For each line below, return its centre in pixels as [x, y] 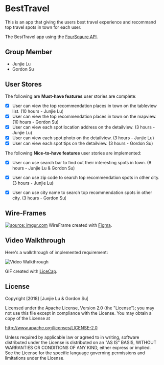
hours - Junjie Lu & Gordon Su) [43, 168]
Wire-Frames [26, 213]
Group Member [29, 52]
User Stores [23, 84]
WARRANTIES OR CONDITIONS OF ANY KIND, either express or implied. [78, 347]
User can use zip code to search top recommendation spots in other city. [86, 177]
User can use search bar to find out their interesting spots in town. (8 [82, 162]
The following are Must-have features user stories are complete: [71, 96]
